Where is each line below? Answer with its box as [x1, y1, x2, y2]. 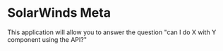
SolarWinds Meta [7, 5, 111, 21]
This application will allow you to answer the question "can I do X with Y [7, 28, 217, 36]
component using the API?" [7, 35, 87, 43]
